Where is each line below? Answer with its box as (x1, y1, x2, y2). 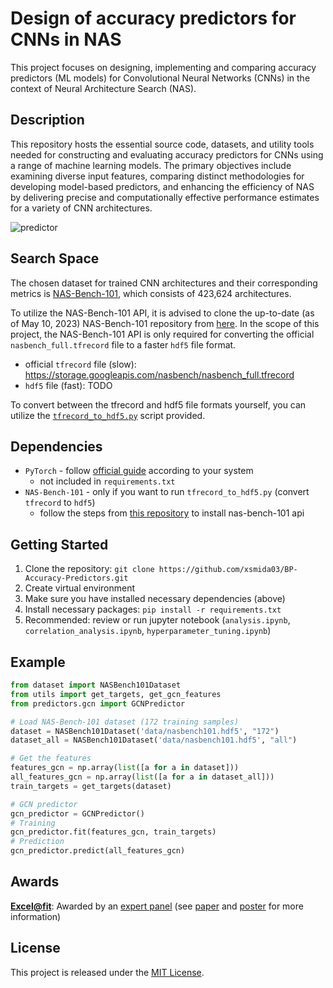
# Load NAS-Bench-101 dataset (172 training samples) (10, 717, 240, 727)
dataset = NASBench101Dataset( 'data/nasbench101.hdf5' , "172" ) (10, 726, 280, 736)
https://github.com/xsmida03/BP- (158, 565, 298, 575)
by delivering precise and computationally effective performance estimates (10, 191, 320, 203)
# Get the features (10, 753, 92, 764)
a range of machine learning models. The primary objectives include (10, 159, 292, 171)
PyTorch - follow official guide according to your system (24, 465, 254, 477)
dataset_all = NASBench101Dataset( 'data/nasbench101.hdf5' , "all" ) (10, 735, 298, 746)
